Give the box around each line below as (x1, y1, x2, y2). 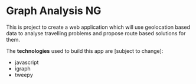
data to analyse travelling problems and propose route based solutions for (6, 29, 186, 36)
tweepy (14, 71, 34, 78)
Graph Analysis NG (6, 4, 102, 18)
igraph (14, 65, 31, 72)
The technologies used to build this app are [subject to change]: (6, 47, 164, 54)
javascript (14, 59, 39, 66)
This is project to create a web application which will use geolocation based (6, 23, 191, 31)
